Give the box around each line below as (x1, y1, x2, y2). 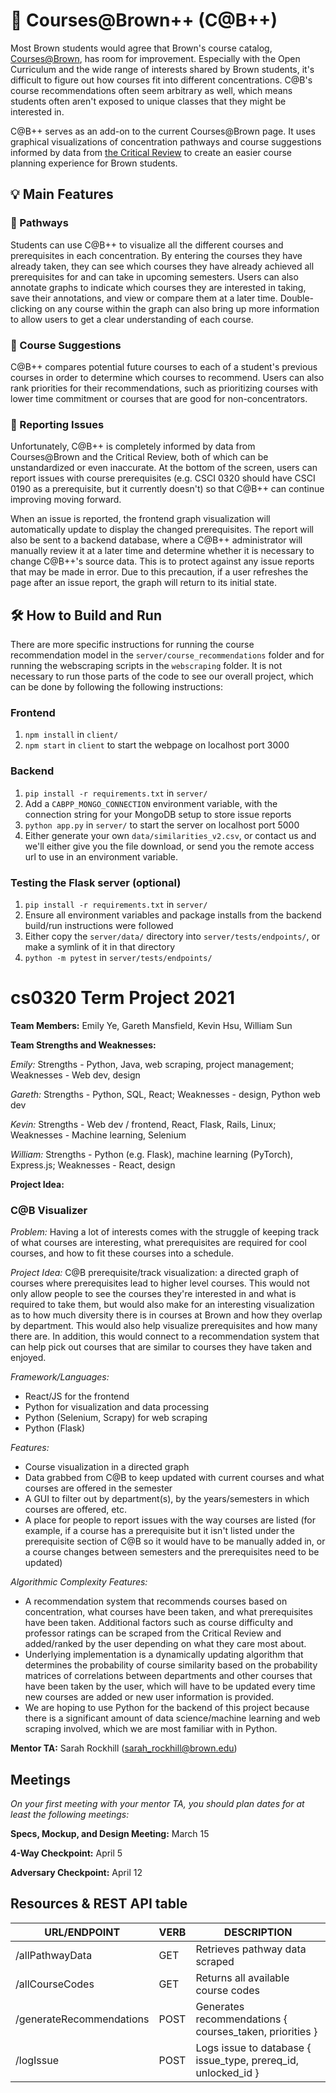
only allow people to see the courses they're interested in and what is (10, 1288, 297, 1300)
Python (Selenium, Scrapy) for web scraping (24, 1412, 208, 1424)
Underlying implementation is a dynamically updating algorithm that (24, 1649, 304, 1661)
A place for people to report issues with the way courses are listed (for (24, 1514, 316, 1526)
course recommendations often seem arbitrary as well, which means (10, 84, 293, 96)
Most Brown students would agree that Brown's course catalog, (10, 42, 273, 54)
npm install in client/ (24, 729, 119, 741)
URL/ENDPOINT (44, 1925, 121, 1939)
